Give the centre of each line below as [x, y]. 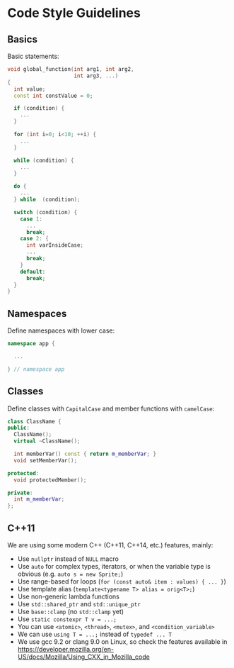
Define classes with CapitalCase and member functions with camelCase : [111, 408]
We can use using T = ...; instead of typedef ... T [94, 634]
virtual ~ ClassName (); [47, 441]
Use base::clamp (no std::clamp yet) [71, 611]
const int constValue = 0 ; [53, 96]
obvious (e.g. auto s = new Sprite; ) [70, 574]
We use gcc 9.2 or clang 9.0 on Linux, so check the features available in [122, 641]
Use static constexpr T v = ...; [67, 619]
